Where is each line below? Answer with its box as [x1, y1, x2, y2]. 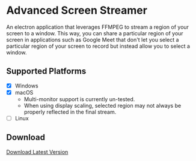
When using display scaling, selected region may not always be [23, 102, 182, 109]
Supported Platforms [6, 66, 87, 77]
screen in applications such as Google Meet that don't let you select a [6, 36, 179, 43]
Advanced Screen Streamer [6, 4, 147, 17]
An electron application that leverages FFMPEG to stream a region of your [6, 23, 189, 31]
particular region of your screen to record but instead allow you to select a [6, 42, 191, 50]
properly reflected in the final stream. [23, 108, 117, 116]
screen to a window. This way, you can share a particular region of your [6, 29, 183, 37]
